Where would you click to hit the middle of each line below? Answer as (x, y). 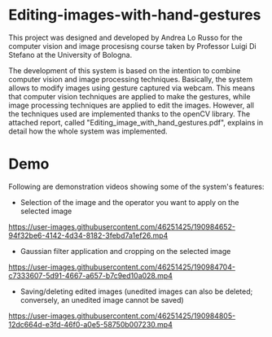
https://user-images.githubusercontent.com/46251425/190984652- (122, 226)
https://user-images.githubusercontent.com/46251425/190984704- (122, 267)
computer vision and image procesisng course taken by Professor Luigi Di (132, 46)
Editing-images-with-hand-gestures (135, 15)
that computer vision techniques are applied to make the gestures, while (129, 96)
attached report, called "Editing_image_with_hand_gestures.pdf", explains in (136, 122)
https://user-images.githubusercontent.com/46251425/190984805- (122, 316)
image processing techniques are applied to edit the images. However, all (132, 105)
